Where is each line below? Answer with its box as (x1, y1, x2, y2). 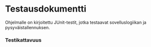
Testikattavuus (5, 36, 42, 43)
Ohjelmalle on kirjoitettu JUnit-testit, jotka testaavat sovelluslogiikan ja (5, 19, 147, 25)
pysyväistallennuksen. (5, 24, 50, 30)
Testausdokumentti (5, 3, 87, 15)
